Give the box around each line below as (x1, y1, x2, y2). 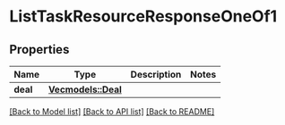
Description (130, 69, 182, 80)
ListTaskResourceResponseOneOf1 (9, 6, 278, 27)
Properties (9, 42, 70, 57)
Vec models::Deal (47, 83, 123, 96)
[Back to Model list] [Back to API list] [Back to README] (9, 106, 215, 117)
